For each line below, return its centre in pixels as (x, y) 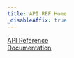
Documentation (29, 48)
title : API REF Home (37, 14)
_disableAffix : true (37, 20)
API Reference (28, 40)
